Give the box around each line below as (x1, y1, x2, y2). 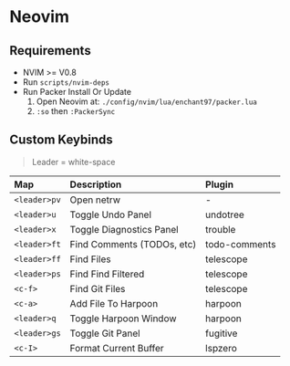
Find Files (69, 253, 111, 266)
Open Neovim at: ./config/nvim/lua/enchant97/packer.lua (36, 96, 257, 107)
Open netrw (69, 193, 121, 206)
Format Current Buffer (69, 341, 164, 354)
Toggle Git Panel (69, 327, 140, 340)
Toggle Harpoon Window (69, 312, 177, 325)
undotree (204, 208, 244, 221)
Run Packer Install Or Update (22, 87, 132, 97)
